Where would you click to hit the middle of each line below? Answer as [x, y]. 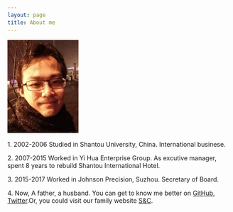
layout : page [27, 15]
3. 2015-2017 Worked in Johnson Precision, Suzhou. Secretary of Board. [113, 179]
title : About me [31, 22]
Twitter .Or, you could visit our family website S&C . [80, 200]
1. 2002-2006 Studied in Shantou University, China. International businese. [116, 144]
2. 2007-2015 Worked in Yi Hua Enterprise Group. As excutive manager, [112, 158]
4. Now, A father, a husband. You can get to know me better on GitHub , [111, 193]
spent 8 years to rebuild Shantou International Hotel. [84, 165]
